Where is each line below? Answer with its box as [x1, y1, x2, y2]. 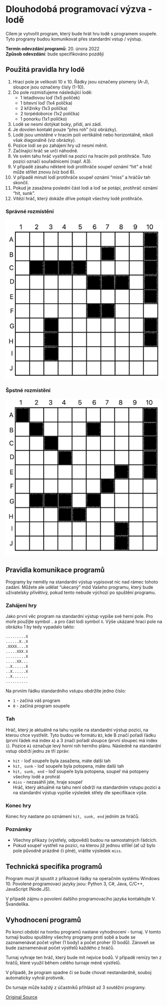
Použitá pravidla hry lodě [5, 65, 85, 74]
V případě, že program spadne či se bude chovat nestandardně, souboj [5, 969, 152, 975]
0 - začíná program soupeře [12, 703, 70, 709]
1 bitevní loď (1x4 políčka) [20, 100, 73, 106]
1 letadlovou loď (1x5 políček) [20, 94, 80, 100]
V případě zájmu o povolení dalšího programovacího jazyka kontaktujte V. [5, 896, 156, 902]
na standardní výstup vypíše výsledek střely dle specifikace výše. [12, 789, 148, 795]
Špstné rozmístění [5, 387, 51, 394]
